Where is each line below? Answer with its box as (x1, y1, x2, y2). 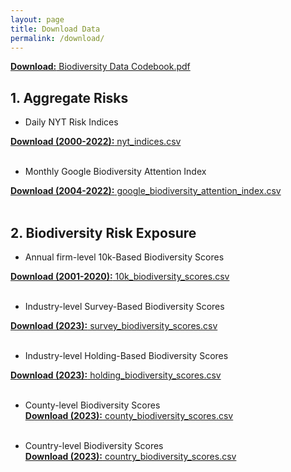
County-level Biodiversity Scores (24, 399, 161, 411)
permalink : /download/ (10, 33, 105, 43)
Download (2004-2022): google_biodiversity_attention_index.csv (10, 185, 282, 197)
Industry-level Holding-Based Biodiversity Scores (24, 350, 229, 361)
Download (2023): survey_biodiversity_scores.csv (10, 320, 218, 331)
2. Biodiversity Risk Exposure (10, 224, 197, 241)
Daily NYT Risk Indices (24, 116, 119, 128)
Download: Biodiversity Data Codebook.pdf (10, 61, 191, 73)
